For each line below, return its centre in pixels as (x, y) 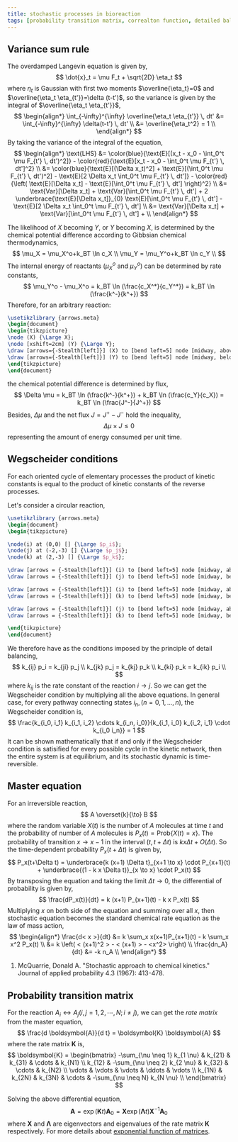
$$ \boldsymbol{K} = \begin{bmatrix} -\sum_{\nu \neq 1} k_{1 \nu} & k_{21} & (119, 1055)
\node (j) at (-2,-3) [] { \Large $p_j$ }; (68, 551)
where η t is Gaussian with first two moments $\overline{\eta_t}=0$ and (111, 89)
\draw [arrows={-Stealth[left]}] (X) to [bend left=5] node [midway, (112, 351)
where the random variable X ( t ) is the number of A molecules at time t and (116, 825)
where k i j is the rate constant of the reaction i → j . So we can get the (107, 686)
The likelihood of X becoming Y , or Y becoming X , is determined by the (111, 228)
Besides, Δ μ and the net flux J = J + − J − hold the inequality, (95, 414)
